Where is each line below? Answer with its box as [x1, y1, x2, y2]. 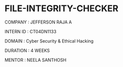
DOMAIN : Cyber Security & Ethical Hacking [4, 38, 94, 44]
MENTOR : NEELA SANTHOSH [4, 57, 67, 63]
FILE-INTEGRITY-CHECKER [4, 3, 119, 14]
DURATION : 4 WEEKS [4, 47, 50, 53]
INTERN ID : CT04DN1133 [4, 28, 57, 34]
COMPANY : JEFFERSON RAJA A [4, 19, 72, 25]
